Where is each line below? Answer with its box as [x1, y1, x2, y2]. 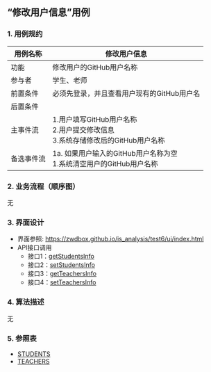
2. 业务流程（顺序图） [7, 181, 80, 191]
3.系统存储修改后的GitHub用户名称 [52, 135, 165, 145]
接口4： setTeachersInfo [27, 278, 96, 286]
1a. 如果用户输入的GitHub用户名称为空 [52, 148, 178, 158]
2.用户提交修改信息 [52, 124, 115, 134]
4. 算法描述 [7, 298, 44, 307]
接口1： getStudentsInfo [27, 252, 95, 261]
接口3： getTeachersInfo [27, 270, 97, 278]
